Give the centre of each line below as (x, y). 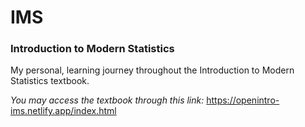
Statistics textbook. (50, 81)
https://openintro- (243, 100)
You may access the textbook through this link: (107, 100)
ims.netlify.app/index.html (63, 111)
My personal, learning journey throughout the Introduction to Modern (152, 70)
